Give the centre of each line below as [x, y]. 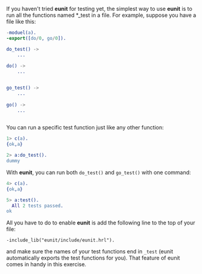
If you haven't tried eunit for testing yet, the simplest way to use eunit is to [99, 9]
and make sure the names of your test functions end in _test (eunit [90, 252]
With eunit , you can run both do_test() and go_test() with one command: [99, 172]
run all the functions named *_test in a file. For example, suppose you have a [101, 15]
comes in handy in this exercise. [46, 264]
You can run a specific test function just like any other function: [85, 128]
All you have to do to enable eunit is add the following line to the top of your [101, 223]
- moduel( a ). [21, 33]
